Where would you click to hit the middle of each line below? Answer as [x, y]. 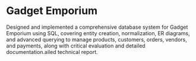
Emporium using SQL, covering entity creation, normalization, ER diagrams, [98, 33]
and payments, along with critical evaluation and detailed [76, 46]
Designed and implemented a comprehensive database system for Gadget [97, 27]
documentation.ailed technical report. [52, 52]
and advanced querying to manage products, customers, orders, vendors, [97, 39]
